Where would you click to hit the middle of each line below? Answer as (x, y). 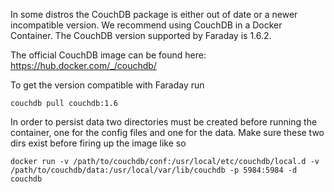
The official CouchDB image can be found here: (108, 55)
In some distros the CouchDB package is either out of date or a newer (154, 14)
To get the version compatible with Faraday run (107, 85)
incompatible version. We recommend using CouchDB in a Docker (146, 25)
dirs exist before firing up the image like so (98, 143)
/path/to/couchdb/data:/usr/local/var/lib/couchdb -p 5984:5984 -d (154, 170)
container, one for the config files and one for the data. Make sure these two (167, 132)
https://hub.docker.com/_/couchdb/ (83, 65)
